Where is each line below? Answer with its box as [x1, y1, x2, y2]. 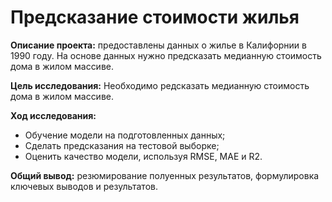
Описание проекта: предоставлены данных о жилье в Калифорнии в [10, 39, 307, 51]
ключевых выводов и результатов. [10, 180, 158, 192]
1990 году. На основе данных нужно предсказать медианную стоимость [10, 49, 322, 61]
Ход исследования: [10, 109, 97, 121]
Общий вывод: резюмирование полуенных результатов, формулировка [10, 169, 320, 181]
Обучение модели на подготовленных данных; [24, 129, 226, 141]
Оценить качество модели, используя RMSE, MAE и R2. [24, 150, 263, 162]
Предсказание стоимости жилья [10, 6, 300, 29]
